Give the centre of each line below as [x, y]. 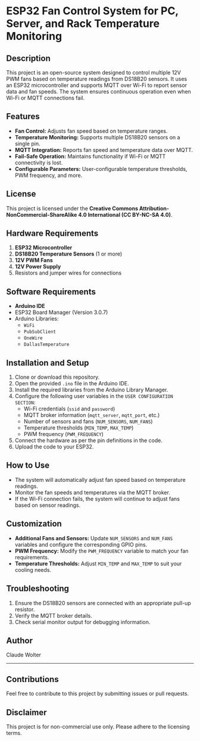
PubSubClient [40, 332]
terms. [14, 733]
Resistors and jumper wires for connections [68, 273]
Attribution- [154, 208]
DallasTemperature [46, 345]
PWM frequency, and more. [49, 175]
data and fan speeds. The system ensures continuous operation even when [99, 91]
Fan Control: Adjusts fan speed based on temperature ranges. [91, 131]
